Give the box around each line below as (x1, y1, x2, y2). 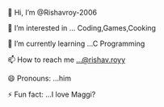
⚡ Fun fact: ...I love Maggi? (7, 89, 96, 99)
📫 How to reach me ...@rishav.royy (7, 55, 126, 64)
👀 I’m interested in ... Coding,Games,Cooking (7, 23, 157, 32)
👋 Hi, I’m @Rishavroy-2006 (7, 8, 98, 17)
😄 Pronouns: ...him (7, 73, 72, 83)
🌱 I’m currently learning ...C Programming (7, 39, 145, 48)
